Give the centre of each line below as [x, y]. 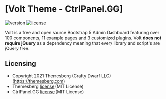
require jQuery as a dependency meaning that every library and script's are [83, 43]
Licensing [21, 64]
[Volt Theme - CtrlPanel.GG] [64, 9]
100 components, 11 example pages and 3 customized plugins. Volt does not [83, 38]
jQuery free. [17, 48]
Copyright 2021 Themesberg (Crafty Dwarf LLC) [61, 76]
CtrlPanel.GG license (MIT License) [48, 91]
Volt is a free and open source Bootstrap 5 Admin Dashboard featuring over [82, 32]
